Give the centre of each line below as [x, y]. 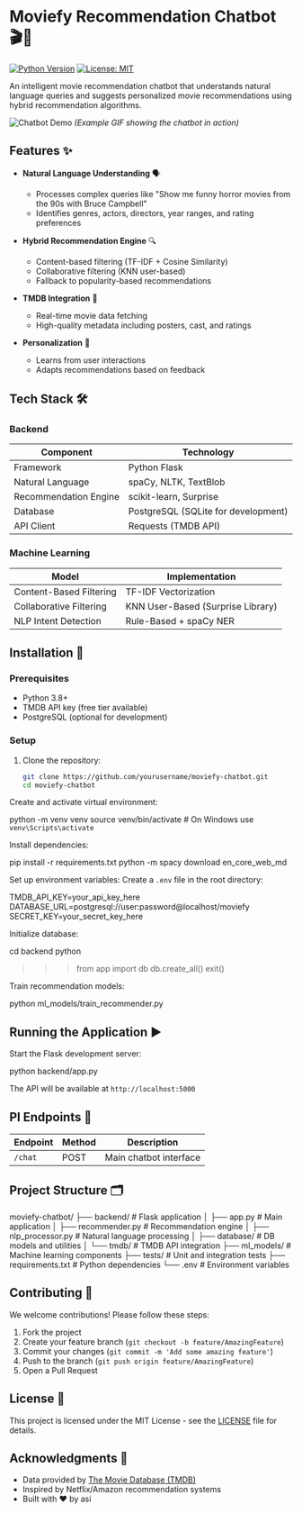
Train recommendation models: [67, 986]
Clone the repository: [62, 760]
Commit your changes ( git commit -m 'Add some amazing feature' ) [148, 1351]
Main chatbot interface [152, 1157]
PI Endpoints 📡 [51, 1117]
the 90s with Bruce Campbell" [91, 204]
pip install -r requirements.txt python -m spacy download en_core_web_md [148, 863]
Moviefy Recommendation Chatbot [143, 17]
